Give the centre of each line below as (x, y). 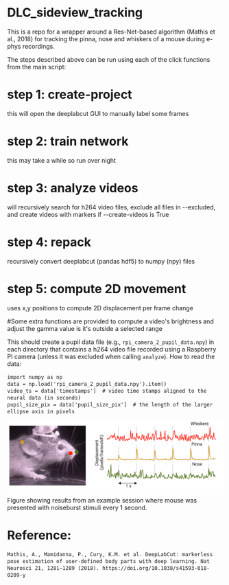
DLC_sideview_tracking (75, 13)
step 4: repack (49, 242)
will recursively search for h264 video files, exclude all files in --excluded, (111, 207)
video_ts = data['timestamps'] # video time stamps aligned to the (107, 391)
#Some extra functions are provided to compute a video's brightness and (110, 321)
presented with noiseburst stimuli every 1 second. (77, 508)
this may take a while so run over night (62, 160)
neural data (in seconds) (44, 398)
